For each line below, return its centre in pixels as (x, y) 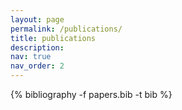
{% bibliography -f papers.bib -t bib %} (91, 94)
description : (37, 47)
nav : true (31, 57)
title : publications (53, 38)
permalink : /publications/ (66, 29)
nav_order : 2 (37, 66)
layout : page (37, 19)
